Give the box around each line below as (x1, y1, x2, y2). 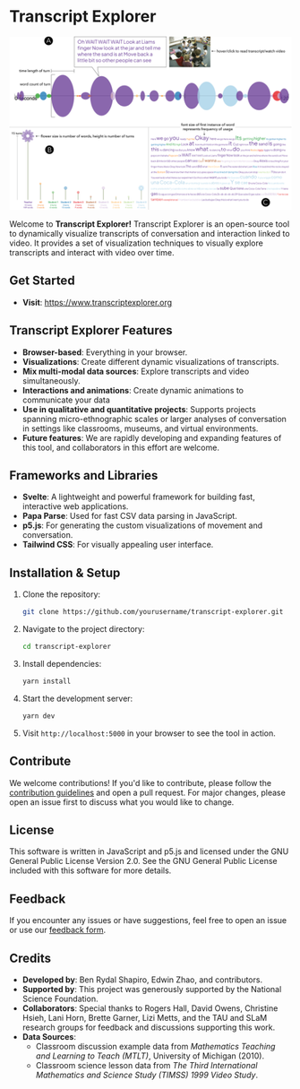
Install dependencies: (21, 659, 102, 670)
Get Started (9, 273, 75, 289)
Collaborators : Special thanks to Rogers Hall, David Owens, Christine (21, 1003, 279, 1014)
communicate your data (21, 394, 110, 405)
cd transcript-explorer (21, 643, 112, 652)
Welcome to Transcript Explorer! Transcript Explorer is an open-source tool (9, 219, 290, 229)
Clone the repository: (21, 589, 101, 600)
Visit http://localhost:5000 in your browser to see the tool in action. (21, 728, 276, 739)
